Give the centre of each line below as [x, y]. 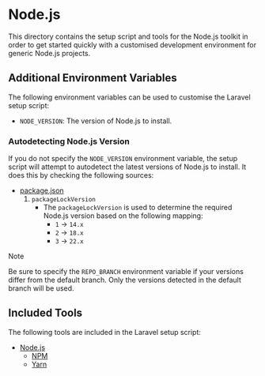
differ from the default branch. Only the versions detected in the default [125, 280]
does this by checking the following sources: [81, 175]
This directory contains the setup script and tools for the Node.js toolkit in [128, 36]
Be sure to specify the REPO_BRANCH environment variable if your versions [126, 272]
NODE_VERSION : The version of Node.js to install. [96, 121]
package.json [42, 190]
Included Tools [45, 313]
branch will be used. [41, 288]
